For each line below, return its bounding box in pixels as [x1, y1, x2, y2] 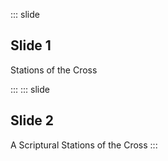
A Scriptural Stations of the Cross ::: [10, 139, 158, 151]
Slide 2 [10, 112, 55, 129]
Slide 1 [10, 37, 52, 54]
